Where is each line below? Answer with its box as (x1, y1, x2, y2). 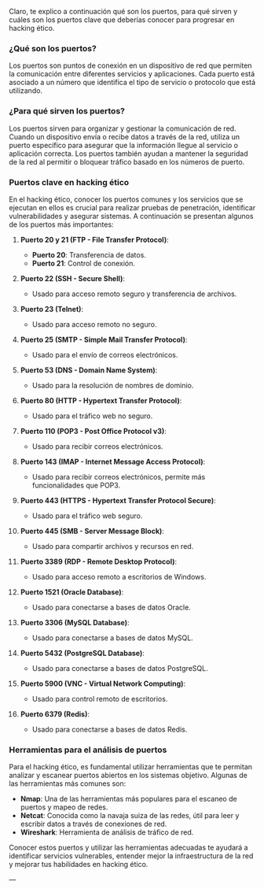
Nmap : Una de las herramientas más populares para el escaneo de (20, 795, 238, 804)
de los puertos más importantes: (9, 220, 114, 229)
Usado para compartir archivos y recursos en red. (31, 541, 194, 550)
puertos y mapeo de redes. (20, 802, 108, 812)
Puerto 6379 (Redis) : (20, 709, 90, 719)
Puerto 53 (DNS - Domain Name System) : (20, 365, 158, 375)
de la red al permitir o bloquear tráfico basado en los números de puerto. (9, 157, 245, 166)
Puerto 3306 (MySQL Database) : (20, 617, 130, 627)
